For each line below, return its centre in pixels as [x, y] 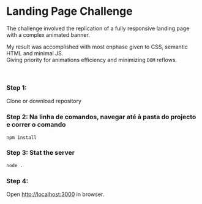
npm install [21, 137]
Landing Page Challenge [69, 11]
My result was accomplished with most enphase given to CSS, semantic [97, 47]
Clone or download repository [44, 101]
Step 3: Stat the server [41, 153]
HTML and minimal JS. [35, 53]
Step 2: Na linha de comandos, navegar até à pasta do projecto [101, 117]
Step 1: [17, 87]
